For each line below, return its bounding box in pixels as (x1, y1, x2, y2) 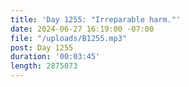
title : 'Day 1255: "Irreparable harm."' (10, 14, 182, 25)
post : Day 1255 (10, 42, 74, 53)
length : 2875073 (10, 61, 78, 71)
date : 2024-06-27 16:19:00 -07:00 (10, 24, 155, 34)
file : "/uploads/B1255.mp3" (10, 33, 128, 43)
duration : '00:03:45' (10, 52, 101, 62)
